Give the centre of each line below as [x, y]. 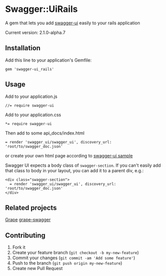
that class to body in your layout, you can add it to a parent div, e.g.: [74, 170]
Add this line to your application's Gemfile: [48, 60]
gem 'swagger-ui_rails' [30, 69]
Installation [23, 48]
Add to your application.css [33, 115]
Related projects [31, 208]
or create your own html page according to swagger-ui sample [69, 155]
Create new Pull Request [37, 269]
